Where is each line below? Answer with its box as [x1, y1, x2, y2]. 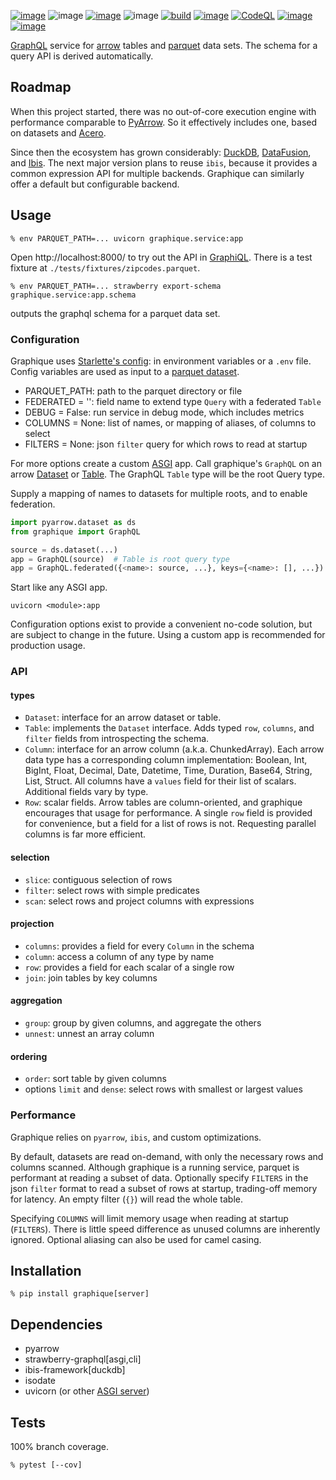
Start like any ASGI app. [10, 581, 108, 594]
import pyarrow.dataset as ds [10, 517, 137, 527]
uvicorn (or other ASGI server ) [24, 1385, 150, 1397]
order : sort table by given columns [24, 1073, 167, 1085]
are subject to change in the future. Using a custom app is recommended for [10, 629, 326, 641]
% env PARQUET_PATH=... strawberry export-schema [10, 281, 222, 291]
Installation [10, 1262, 82, 1279]
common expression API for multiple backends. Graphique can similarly [10, 167, 305, 179]
